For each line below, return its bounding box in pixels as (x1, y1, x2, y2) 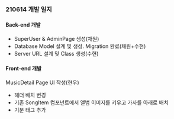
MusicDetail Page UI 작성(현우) (5, 79, 79, 86)
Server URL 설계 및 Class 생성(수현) (14, 50, 99, 57)
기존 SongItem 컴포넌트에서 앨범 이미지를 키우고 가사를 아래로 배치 (14, 99, 169, 106)
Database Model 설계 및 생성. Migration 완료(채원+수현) (14, 43, 146, 50)
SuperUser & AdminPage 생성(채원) (14, 36, 99, 43)
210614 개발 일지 (5, 5, 53, 13)
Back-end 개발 (5, 21, 41, 28)
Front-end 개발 (5, 65, 42, 72)
